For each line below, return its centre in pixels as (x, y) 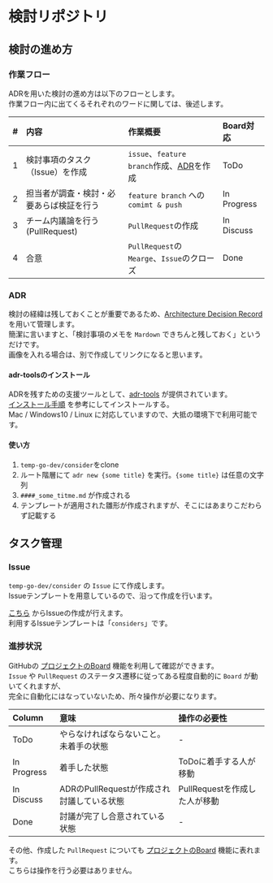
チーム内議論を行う (62, 220)
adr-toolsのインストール (50, 374)
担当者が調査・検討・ (67, 193)
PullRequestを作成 (213, 789)
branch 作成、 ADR (161, 166)
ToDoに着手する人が (217, 761)
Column (28, 717)
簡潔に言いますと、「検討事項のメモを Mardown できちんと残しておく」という (135, 335)
